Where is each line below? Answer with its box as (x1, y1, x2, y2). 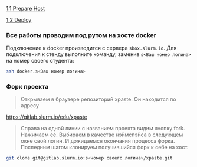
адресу (20, 102, 40, 109)
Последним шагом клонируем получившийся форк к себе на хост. (20, 144, 189, 151)
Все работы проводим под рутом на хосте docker (6, 31, 156, 39)
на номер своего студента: (6, 57, 74, 64)
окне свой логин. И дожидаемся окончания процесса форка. (20, 137, 175, 145)
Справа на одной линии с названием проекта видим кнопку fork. (20, 125, 185, 132)
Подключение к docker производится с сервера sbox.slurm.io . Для (6, 44, 177, 52)
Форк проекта (6, 83, 49, 91)
